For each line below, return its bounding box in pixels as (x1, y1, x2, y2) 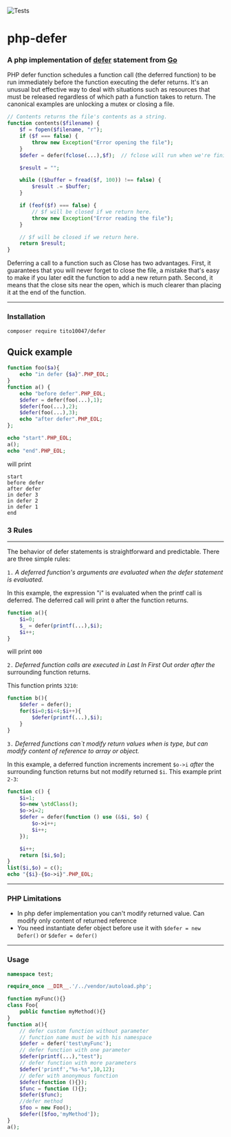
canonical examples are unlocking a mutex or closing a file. (7, 100, 175, 108)
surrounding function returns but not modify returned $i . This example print (7, 767, 222, 775)
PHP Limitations (7, 893, 62, 903)
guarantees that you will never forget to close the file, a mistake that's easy (7, 266, 220, 275)
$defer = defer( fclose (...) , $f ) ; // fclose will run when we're (19, 152, 211, 158)
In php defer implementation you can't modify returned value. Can (16, 910, 205, 918)
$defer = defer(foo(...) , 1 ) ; (19, 396, 103, 403)
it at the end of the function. (7, 288, 87, 296)
